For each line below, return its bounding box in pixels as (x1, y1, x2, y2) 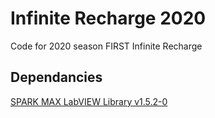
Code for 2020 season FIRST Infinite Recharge (10, 40, 203, 52)
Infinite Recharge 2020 (10, 7, 207, 30)
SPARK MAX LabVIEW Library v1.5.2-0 (10, 95, 168, 107)
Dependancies (10, 69, 103, 86)
